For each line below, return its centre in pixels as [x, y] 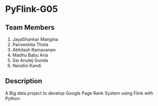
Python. [13, 98]
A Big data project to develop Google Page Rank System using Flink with [79, 93]
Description [24, 81]
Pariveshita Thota [30, 45]
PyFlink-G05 [32, 9]
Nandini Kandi [27, 66]
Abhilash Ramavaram [34, 50]
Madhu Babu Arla [30, 55]
